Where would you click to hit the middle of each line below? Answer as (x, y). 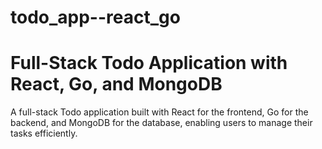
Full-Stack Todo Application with (149, 63)
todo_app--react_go (95, 17)
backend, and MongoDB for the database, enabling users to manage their (161, 123)
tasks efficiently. (44, 133)
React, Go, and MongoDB (116, 84)
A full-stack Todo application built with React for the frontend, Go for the (159, 112)
